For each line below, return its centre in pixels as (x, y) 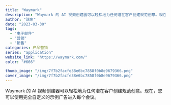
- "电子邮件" (22, 33)
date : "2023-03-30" (26, 24)
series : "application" (29, 52)
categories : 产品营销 (27, 48)
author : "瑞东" (21, 19)
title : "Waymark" (24, 10)
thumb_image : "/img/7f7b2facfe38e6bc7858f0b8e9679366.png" (69, 71)
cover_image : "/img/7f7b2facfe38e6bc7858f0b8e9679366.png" (69, 76)
